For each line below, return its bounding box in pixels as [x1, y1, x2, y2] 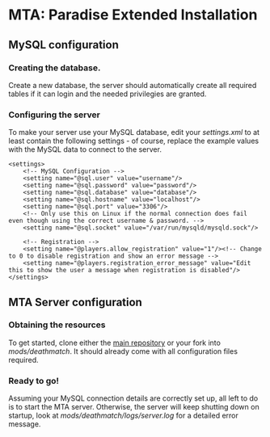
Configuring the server [8, 109, 101, 120]
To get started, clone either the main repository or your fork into [8, 338, 221, 347]
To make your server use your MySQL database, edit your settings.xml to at [8, 128, 260, 137]
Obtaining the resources [8, 319, 106, 330]
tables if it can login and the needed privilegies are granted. [8, 89, 207, 99]
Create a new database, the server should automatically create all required [8, 80, 257, 90]
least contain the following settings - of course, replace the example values [8, 136, 259, 146]
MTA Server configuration [8, 295, 143, 309]
